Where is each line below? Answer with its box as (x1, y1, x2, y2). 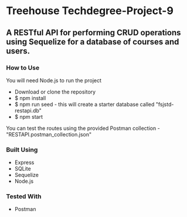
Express (14, 159, 35, 166)
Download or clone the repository (14, 88, 96, 95)
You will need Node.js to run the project (6, 76, 101, 84)
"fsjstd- (155, 101, 174, 108)
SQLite (14, 165, 31, 172)
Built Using (6, 145, 38, 153)
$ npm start (14, 113, 43, 120)
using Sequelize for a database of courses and (6, 36, 179, 46)
